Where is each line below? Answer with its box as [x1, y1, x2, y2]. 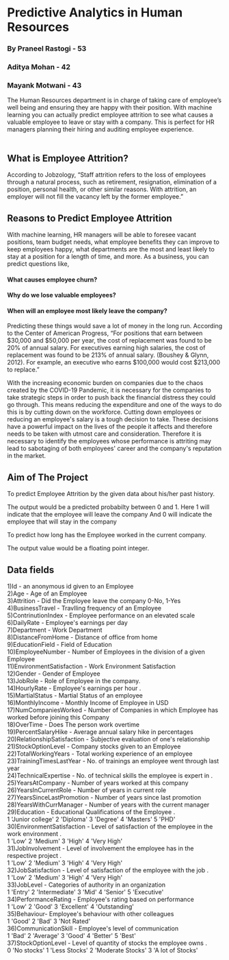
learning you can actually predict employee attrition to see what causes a [7, 111, 213, 119]
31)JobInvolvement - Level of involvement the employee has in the [7, 844, 194, 852]
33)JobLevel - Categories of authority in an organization [7, 881, 166, 889]
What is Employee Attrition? [7, 152, 129, 164]
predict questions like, [7, 259, 70, 268]
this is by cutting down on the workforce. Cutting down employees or [7, 408, 202, 416]
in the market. [7, 452, 46, 460]
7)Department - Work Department [7, 626, 103, 634]
